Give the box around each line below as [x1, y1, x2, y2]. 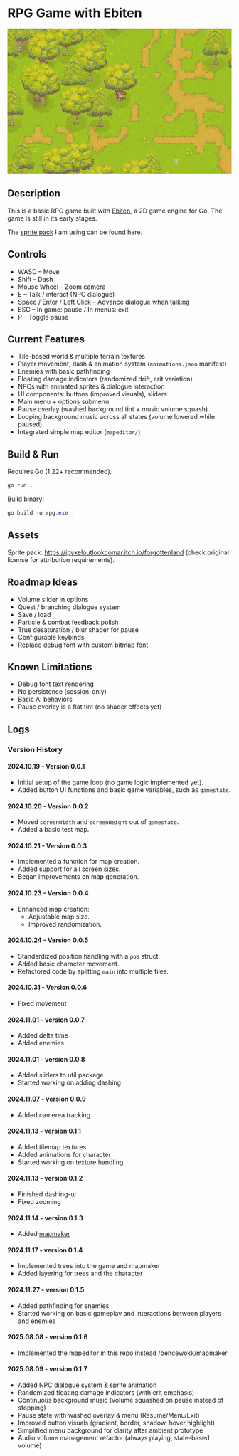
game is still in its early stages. [7, 213, 97, 222]
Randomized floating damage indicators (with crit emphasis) [17, 1388, 195, 1396]
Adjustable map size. [28, 912, 90, 921]
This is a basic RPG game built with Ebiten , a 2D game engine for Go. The [7, 206, 223, 215]
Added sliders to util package [17, 1071, 104, 1080]
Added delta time [17, 1031, 69, 1040]
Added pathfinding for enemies [17, 1301, 110, 1310]
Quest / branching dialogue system [17, 603, 121, 611]
